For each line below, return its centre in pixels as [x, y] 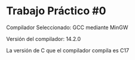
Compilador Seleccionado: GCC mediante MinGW [67, 27]
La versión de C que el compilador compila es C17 [68, 50]
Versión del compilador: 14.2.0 [44, 39]
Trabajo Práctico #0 [56, 11]
